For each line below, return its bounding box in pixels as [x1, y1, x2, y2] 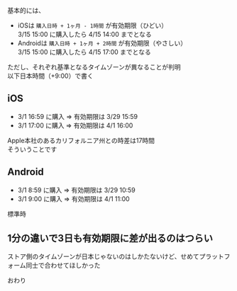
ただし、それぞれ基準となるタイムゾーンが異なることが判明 [7, 63, 181, 71]
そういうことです [7, 144, 57, 154]
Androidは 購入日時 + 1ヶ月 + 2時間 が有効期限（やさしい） [17, 39, 187, 47]
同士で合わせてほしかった [26, 261, 101, 270]
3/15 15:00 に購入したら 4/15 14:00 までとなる [17, 30, 152, 38]
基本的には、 [7, 6, 45, 14]
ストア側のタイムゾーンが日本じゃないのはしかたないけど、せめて [7, 252, 200, 261]
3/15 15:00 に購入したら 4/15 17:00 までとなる [17, 48, 151, 56]
